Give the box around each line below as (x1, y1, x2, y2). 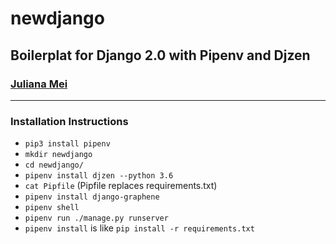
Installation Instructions (10, 114, 129, 128)
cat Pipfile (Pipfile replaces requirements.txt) (24, 180, 218, 192)
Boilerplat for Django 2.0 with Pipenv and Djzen (10, 47, 311, 64)
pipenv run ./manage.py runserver (24, 213, 169, 224)
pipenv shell (24, 203, 80, 213)
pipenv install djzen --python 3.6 (24, 171, 174, 181)
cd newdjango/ (24, 160, 84, 171)
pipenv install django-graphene (24, 192, 160, 202)
